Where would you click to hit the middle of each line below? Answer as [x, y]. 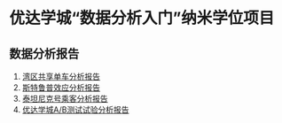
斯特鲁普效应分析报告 [61, 88]
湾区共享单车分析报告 [61, 77]
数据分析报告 [44, 54]
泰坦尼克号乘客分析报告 [65, 99]
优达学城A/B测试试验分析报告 [75, 110]
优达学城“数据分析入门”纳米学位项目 [142, 18]
